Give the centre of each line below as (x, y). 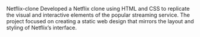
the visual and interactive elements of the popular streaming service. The (98, 15)
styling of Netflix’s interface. (42, 27)
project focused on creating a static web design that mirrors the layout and (100, 21)
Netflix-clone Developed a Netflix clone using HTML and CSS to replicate (98, 9)
